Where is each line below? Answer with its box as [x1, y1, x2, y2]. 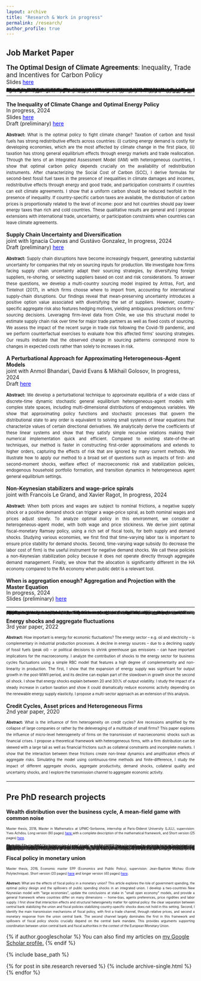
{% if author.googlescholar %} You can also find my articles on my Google [6, 933, 190, 940]
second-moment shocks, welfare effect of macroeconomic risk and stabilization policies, [6, 461, 195, 467]
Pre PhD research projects [6, 792, 106, 802]
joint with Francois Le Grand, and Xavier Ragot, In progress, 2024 [6, 491, 167, 498]
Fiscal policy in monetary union [6, 855, 86, 862]
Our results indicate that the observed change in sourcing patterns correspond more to [6, 337, 195, 343]
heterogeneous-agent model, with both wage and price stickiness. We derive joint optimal [6, 522, 195, 528]
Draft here [6, 380, 32, 387]
